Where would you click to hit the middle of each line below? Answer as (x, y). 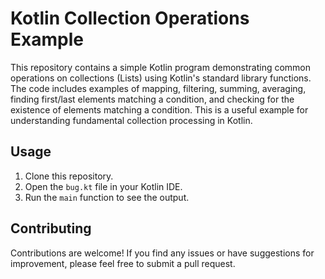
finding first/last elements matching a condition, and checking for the (152, 99)
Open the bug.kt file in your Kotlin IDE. (103, 186)
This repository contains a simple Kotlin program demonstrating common (161, 67)
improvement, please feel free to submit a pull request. (123, 263)
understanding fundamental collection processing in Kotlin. (131, 120)
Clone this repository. (69, 176)
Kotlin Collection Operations (130, 18)
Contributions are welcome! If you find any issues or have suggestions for (162, 253)
